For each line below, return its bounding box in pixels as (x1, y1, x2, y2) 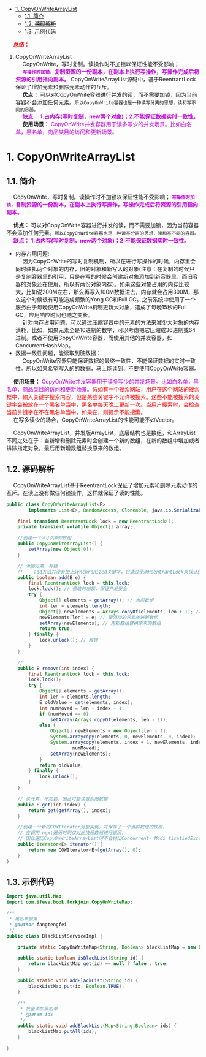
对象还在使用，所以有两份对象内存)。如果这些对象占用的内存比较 (26, 281, 189, 287)
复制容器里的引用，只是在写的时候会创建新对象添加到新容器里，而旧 (20, 273, 193, 280)
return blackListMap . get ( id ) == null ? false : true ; (28, 961, 169, 967)
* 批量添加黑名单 (20, 1006, 58, 1012)
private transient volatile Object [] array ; (17, 524, 133, 530)
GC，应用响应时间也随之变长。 (15, 311, 94, 318)
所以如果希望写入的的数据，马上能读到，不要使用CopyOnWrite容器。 (26, 365, 200, 372)
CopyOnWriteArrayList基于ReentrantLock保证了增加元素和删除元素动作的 (13, 481, 198, 489)
